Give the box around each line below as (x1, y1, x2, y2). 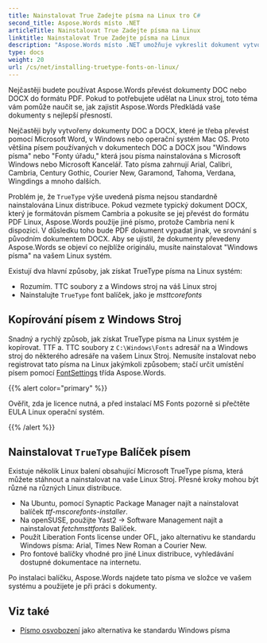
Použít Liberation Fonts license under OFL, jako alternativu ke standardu (19, 533, 256, 542)
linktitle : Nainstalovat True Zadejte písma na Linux (8, 33, 191, 42)
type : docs (8, 48, 44, 56)
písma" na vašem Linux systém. (8, 251, 113, 260)
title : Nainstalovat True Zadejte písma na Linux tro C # (8, 11, 201, 20)
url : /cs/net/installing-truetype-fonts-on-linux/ (8, 64, 180, 71)
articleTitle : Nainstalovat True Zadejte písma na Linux (8, 26, 201, 34)
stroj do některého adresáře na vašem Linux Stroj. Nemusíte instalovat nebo (8, 351, 257, 360)
